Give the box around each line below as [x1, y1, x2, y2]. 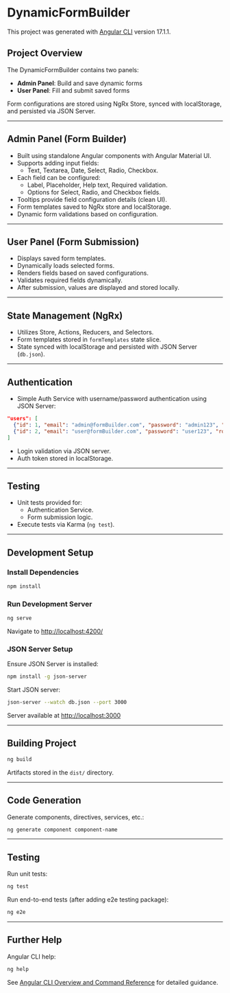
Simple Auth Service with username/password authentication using [16, 395, 207, 402]
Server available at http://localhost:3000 [7, 711, 121, 720]
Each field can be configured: [16, 173, 101, 181]
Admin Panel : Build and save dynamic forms [16, 79, 142, 87]
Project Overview [7, 47, 83, 59]
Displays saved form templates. [16, 254, 106, 262]
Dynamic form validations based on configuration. [16, 209, 159, 218]
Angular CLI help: [7, 952, 56, 961]
